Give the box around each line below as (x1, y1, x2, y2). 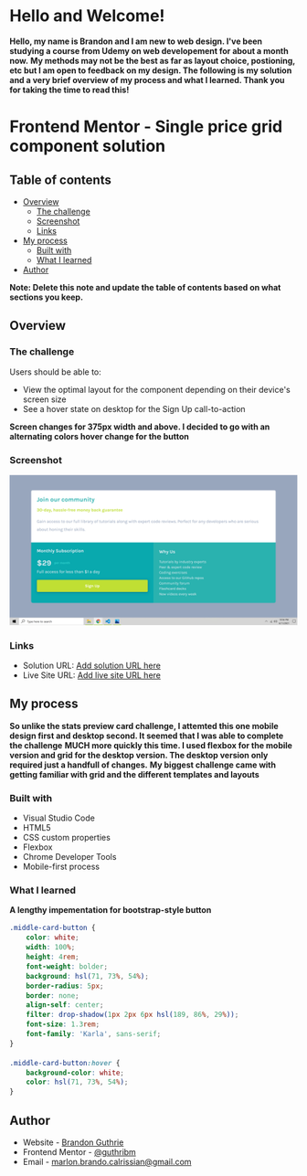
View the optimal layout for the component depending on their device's (22, 384, 291, 395)
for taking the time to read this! (9, 84, 130, 95)
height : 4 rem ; (26, 952, 79, 962)
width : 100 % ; (26, 943, 76, 952)
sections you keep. (9, 291, 84, 302)
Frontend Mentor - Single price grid (9, 116, 283, 137)
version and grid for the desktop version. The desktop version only (9, 749, 269, 760)
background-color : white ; (26, 1068, 125, 1077)
